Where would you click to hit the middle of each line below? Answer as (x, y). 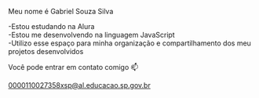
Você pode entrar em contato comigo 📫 (73, 67)
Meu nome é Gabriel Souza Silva (61, 11)
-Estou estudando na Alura (51, 26)
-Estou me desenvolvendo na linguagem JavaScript (91, 35)
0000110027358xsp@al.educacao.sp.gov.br (79, 85)
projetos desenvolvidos (46, 51)
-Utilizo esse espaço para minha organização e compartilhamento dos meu (129, 43)
